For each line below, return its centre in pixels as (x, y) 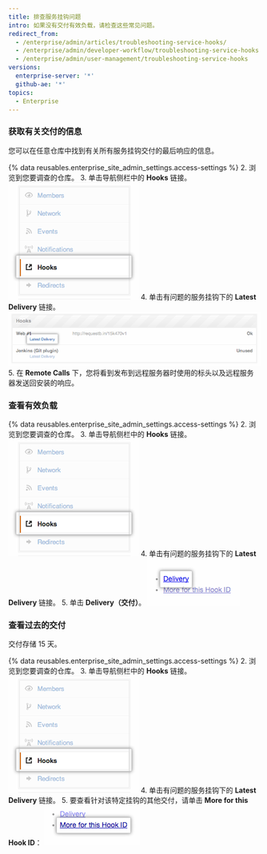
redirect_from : (34, 34)
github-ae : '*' (41, 84)
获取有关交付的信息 (45, 132)
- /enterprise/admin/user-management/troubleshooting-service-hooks (132, 59)
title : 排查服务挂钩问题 (45, 17)
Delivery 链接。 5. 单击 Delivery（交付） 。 (77, 602)
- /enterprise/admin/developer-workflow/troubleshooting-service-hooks (137, 51)
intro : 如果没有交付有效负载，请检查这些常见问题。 (83, 25)
